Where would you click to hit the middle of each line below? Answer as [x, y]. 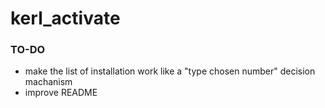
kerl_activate [65, 18]
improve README [61, 93]
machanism [48, 82]
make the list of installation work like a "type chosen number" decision [170, 71]
